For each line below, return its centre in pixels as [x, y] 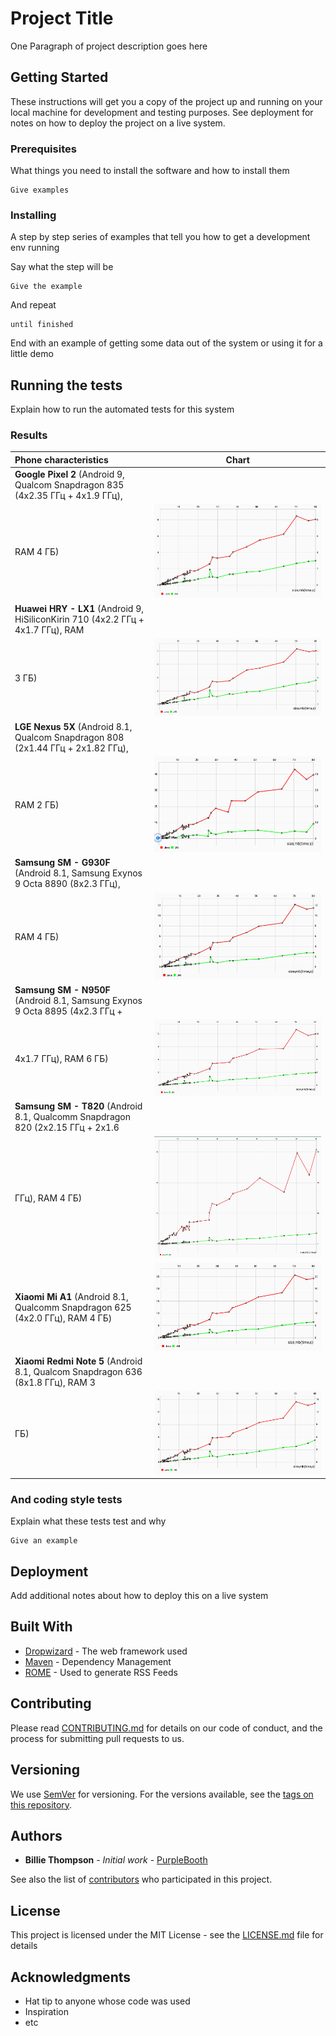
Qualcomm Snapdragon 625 [73, 1308]
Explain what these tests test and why [88, 1521]
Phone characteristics [61, 459]
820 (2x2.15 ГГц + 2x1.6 [67, 1128]
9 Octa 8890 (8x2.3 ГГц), [67, 884]
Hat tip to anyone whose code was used [107, 2001]
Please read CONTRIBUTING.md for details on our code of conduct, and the [166, 1728]
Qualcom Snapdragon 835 [69, 485]
